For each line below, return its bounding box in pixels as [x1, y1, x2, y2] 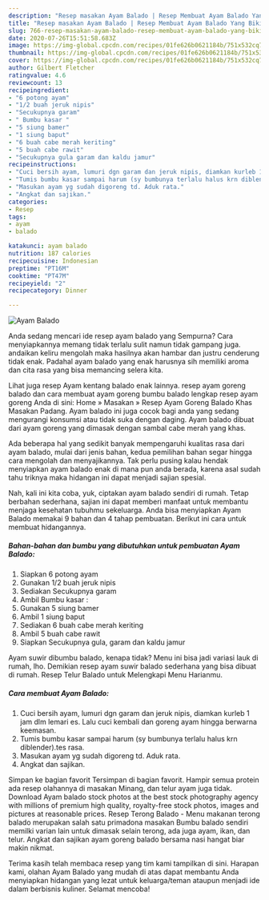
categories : [8, 198, 48, 206]
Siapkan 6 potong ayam [19, 569, 98, 579]
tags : [8, 213, 26, 221]
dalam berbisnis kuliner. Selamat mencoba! [8, 884, 151, 894]
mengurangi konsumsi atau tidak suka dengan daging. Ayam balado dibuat [8, 415, 255, 424]
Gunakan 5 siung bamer [19, 604, 99, 613]
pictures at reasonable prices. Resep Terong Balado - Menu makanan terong [8, 810, 260, 819]
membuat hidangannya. [8, 522, 86, 532]
